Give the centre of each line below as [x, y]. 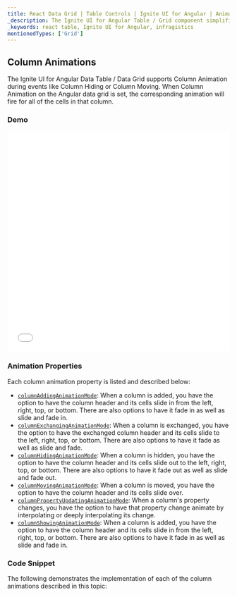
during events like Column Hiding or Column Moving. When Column [105, 87]
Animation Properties [45, 366]
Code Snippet [31, 563]
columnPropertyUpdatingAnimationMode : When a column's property [113, 500]
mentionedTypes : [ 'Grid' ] [45, 33]
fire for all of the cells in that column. [61, 101]
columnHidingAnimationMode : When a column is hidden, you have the [116, 455]
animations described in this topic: [57, 586]
